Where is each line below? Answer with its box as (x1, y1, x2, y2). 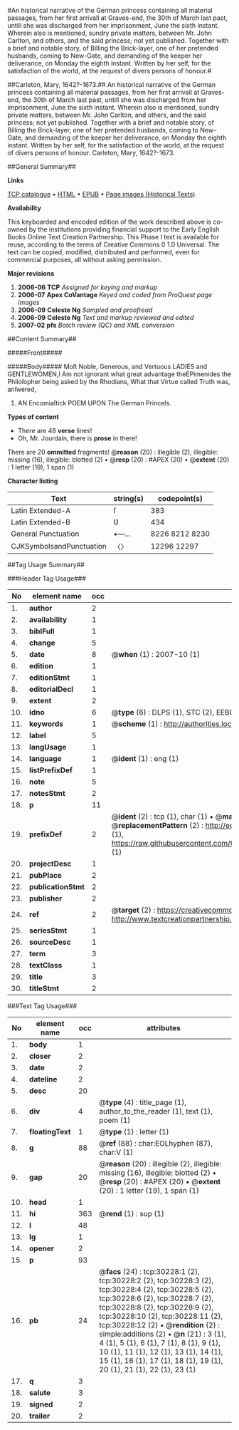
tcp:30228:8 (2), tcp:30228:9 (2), (99, 1302, 214, 1312)
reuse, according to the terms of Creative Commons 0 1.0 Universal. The (7, 240, 220, 249)
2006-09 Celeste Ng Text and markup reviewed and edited (17, 314, 194, 321)
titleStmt (29, 983, 59, 993)
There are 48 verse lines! (17, 427, 92, 435)
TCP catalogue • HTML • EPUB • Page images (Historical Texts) (7, 190, 196, 198)
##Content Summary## (7, 335, 77, 343)
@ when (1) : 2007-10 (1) (111, 650, 201, 659)
